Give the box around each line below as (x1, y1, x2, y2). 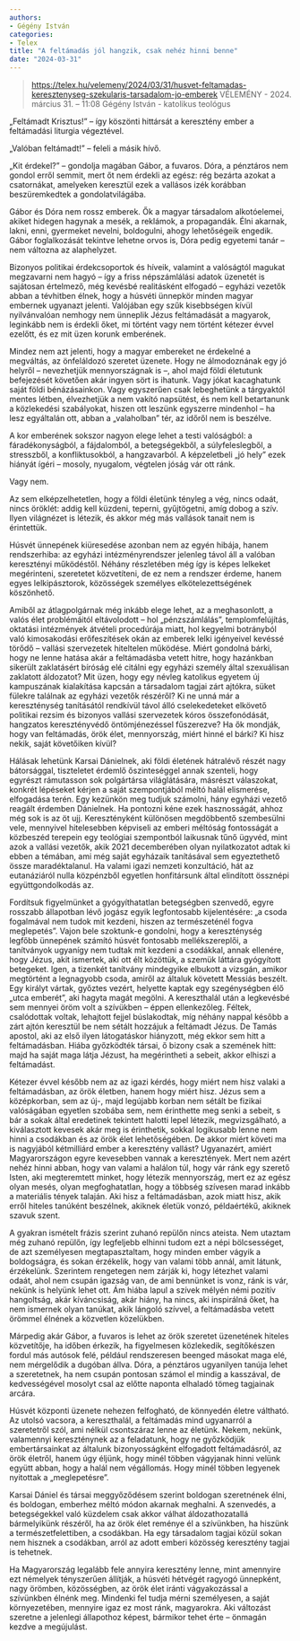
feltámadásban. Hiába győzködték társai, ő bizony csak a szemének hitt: (9, 1040, 277, 1050)
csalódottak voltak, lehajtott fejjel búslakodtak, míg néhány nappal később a (9, 1012, 289, 1022)
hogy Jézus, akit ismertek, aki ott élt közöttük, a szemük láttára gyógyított (9, 954, 281, 965)
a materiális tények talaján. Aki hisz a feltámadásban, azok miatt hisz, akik (9, 1191, 281, 1201)
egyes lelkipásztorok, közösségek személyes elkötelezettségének (9, 578, 253, 588)
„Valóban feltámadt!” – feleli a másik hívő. (9, 143, 161, 154)
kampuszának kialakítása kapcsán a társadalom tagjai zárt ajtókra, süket (9, 681, 276, 691)
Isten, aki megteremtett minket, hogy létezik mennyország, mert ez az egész (9, 1172, 291, 1182)
